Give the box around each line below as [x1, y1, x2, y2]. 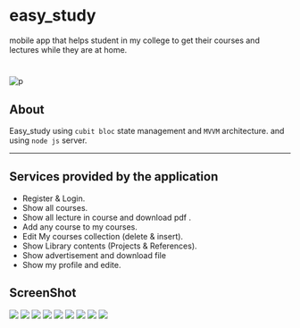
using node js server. [9, 135, 87, 146]
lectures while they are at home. [9, 44, 128, 55]
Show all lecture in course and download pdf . [21, 212, 192, 223]
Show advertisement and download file [21, 249, 167, 260]
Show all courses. [21, 202, 88, 213]
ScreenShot [9, 285, 77, 300]
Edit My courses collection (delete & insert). [21, 231, 184, 241]
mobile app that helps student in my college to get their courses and [9, 35, 261, 46]
